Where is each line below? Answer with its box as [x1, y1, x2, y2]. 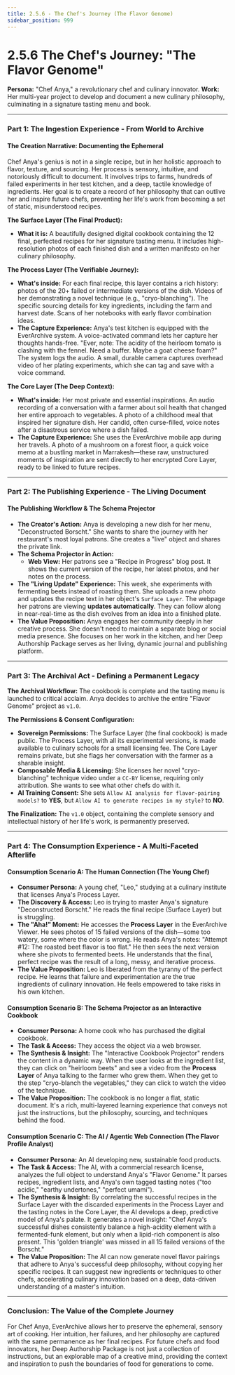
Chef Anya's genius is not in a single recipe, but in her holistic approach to [7, 157, 222, 166]
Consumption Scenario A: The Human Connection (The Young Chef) [7, 867, 210, 876]
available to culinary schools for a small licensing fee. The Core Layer [17, 744, 218, 752]
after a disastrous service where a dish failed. [17, 426, 149, 434]
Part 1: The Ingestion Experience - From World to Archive [7, 124, 204, 134]
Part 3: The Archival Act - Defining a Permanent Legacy [7, 671, 199, 680]
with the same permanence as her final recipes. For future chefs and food [7, 1337, 220, 1346]
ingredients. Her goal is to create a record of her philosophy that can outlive [7, 187, 226, 195]
